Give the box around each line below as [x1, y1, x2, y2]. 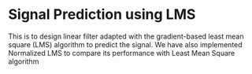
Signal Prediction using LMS [8, 6, 196, 24]
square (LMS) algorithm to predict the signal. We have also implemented [8, 39, 243, 49]
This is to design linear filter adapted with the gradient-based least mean [8, 31, 244, 41]
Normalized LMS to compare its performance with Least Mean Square [8, 48, 235, 57]
